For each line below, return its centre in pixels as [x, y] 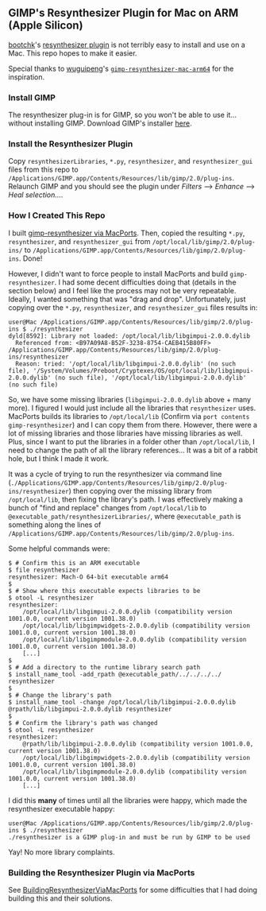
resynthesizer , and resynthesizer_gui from [79, 241]
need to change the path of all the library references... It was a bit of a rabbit [133, 450]
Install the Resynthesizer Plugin [71, 144]
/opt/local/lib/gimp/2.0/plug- [204, 242]
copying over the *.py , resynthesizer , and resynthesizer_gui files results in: [133, 307]
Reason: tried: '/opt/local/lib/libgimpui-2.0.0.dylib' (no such [126, 364]
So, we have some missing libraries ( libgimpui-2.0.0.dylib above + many [130, 399]
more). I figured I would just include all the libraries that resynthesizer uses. [132, 408]
